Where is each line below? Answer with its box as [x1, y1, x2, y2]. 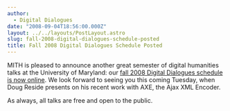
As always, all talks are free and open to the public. [7, 97, 153, 104]
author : [7, 10, 30, 17]
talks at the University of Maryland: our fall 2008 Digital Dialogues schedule [7, 68, 223, 77]
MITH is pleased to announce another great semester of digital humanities [7, 61, 220, 69]
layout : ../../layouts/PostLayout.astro [7, 29, 126, 37]
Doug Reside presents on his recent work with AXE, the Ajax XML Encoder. [7, 83, 221, 91]
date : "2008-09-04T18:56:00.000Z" [7, 23, 107, 30]
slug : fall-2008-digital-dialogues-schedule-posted [7, 36, 159, 43]
